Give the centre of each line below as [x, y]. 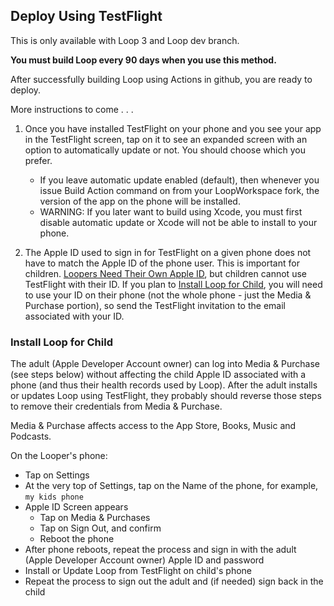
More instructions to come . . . [72, 109]
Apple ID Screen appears [76, 507]
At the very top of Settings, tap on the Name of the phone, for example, [171, 486]
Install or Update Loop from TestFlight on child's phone [138, 571]
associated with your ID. [74, 316]
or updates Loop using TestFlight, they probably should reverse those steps [166, 396]
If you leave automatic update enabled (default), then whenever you [179, 180]
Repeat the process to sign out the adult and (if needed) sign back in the [174, 581]
